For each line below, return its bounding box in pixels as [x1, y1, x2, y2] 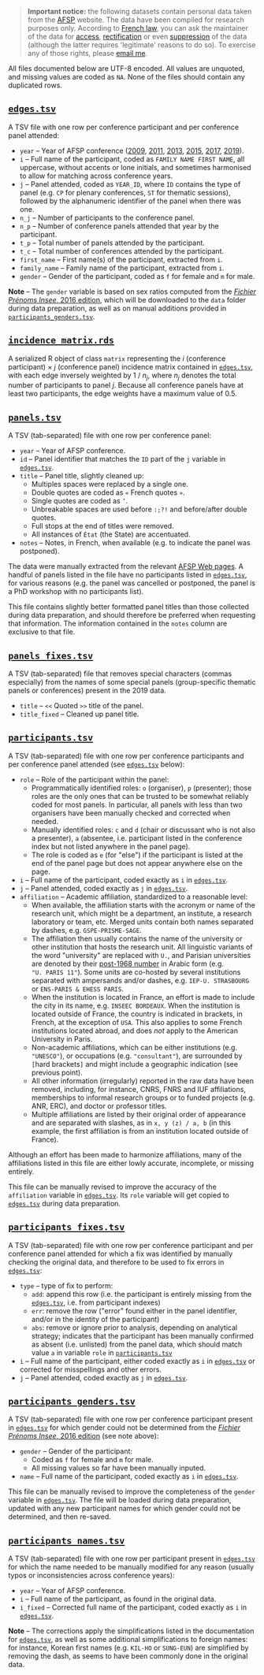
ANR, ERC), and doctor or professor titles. [31, 1101, 167, 1110]
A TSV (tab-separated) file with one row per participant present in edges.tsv [8, 1554, 256, 1563]
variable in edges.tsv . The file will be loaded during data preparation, [8, 1495, 232, 1505]
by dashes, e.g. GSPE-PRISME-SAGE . [31, 925, 142, 934]
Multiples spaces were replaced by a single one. [31, 480, 189, 489]
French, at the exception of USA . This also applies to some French [31, 1017, 243, 1027]
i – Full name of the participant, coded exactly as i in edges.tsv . [19, 875, 229, 885]
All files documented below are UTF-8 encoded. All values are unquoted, [8, 64, 245, 73]
